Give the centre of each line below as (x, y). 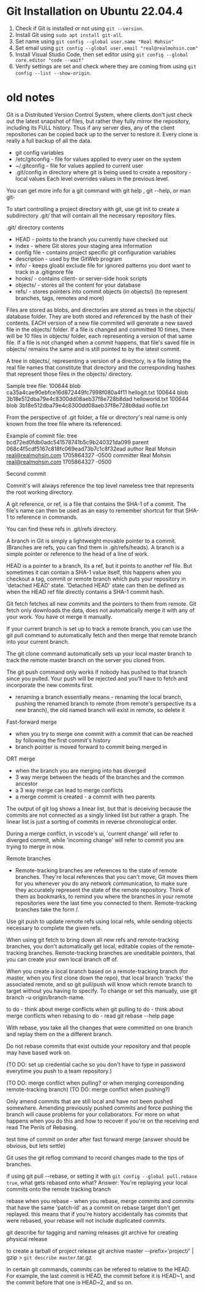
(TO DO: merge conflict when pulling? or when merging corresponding (95, 1083)
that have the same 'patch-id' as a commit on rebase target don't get (93, 1207)
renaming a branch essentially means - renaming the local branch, (99, 697)
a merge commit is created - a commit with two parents (85, 797)
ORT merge (21, 759)
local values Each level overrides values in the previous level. (92, 179)
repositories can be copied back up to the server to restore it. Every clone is (102, 134)
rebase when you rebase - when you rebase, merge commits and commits (100, 1201)
